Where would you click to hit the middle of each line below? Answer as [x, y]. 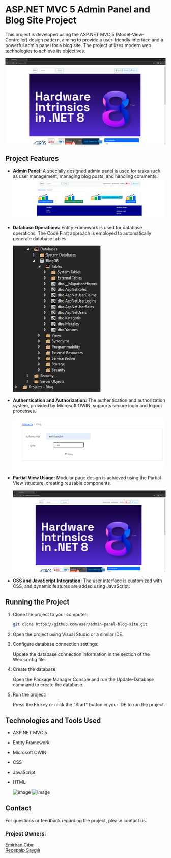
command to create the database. [48, 685]
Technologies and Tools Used [53, 720]
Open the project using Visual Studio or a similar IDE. [68, 634]
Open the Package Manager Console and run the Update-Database [83, 679]
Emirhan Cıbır [20, 845]
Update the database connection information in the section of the [81, 654]
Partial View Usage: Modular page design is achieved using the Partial [87, 478]
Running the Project [37, 602]
